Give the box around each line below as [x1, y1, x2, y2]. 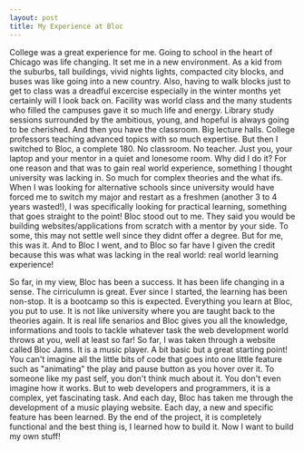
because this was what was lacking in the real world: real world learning [9, 249, 279, 260]
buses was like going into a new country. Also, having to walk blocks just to [9, 75, 291, 86]
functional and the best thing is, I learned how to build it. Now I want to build [9, 421, 294, 432]
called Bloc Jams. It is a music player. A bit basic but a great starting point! [9, 344, 289, 355]
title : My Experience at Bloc [9, 22, 124, 31]
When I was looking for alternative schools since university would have [9, 181, 275, 192]
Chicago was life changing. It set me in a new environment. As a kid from [9, 56, 282, 67]
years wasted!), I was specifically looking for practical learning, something [9, 201, 288, 211]
